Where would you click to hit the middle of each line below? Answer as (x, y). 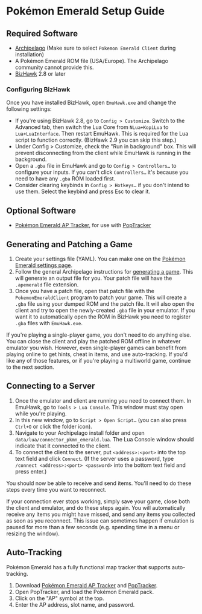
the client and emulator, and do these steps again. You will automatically (96, 507)
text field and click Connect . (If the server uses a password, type (94, 458)
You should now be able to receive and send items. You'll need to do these (99, 483)
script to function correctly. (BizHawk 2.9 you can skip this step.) (96, 140)
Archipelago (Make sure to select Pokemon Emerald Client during (95, 48)
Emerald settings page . (44, 265)
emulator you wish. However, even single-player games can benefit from (96, 348)
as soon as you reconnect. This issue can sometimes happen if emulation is (100, 520)
